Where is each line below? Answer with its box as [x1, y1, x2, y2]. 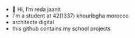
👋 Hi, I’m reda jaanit [12, 6, 61, 13]
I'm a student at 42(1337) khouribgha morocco [12, 12, 129, 19]
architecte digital [12, 19, 55, 25]
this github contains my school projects [12, 25, 111, 32]
